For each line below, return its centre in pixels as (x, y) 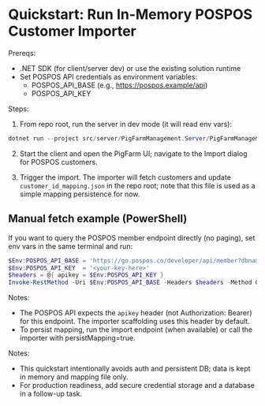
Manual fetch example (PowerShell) (98, 219)
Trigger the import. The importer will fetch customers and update (125, 177)
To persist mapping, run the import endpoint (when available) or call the (136, 330)
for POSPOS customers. (58, 162)
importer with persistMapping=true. (77, 338)
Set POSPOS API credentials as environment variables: (108, 76)
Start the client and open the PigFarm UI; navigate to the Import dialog (133, 153)
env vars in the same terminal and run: (71, 246)
